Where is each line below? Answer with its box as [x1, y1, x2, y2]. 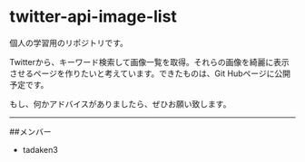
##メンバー [9, 126, 52, 137]
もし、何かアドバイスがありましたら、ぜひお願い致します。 [9, 98, 231, 110]
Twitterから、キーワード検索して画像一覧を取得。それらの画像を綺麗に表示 [9, 56, 290, 67]
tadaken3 [22, 144, 59, 155]
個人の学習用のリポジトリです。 [9, 37, 129, 48]
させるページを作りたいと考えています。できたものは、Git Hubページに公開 [9, 68, 290, 79]
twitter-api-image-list [9, 6, 177, 27]
